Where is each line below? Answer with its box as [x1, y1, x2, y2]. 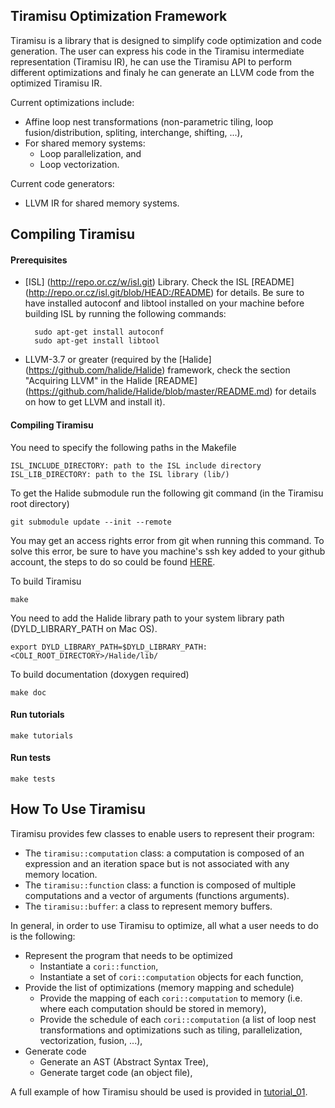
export [10, 642, 38, 652]
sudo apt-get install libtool [34, 336, 160, 346]
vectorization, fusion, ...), [39, 1034, 143, 1046]
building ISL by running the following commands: [24, 308, 227, 320]
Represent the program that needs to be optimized [24, 949, 233, 961]
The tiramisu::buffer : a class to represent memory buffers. [24, 900, 273, 912]
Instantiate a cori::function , [39, 960, 159, 972]
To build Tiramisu [10, 575, 82, 587]
